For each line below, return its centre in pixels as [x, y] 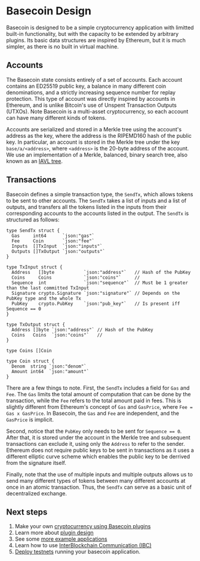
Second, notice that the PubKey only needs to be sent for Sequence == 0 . [94, 431]
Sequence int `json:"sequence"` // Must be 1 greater [100, 283]
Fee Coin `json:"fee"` [53, 241]
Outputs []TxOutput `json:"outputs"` [59, 251]
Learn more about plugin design [54, 533]
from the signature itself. [36, 463]
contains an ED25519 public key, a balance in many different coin [86, 86]
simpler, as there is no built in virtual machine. [63, 47]
